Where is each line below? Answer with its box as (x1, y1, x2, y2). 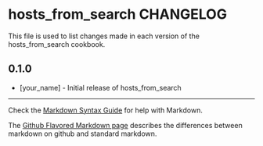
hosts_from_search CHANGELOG (8, 5, 227, 23)
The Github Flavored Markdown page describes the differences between (8, 120, 243, 130)
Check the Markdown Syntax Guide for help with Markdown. (8, 105, 204, 115)
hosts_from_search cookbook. (8, 39, 106, 48)
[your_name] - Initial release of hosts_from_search (19, 83, 182, 92)
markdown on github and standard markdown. (8, 129, 157, 138)
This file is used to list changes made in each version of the (8, 31, 200, 41)
